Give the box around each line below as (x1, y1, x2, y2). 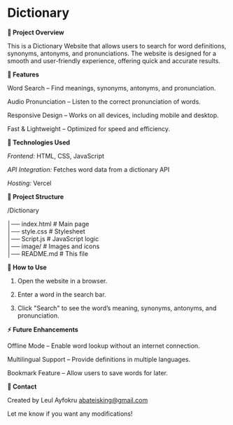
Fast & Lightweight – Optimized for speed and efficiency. (7, 124, 170, 133)
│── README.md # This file (7, 249, 89, 257)
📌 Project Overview (7, 28, 64, 36)
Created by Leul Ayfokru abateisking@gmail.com (7, 396, 148, 404)
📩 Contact (7, 382, 37, 391)
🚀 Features (7, 70, 40, 79)
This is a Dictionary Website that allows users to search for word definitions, (7, 41, 227, 50)
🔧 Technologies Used (7, 138, 71, 147)
